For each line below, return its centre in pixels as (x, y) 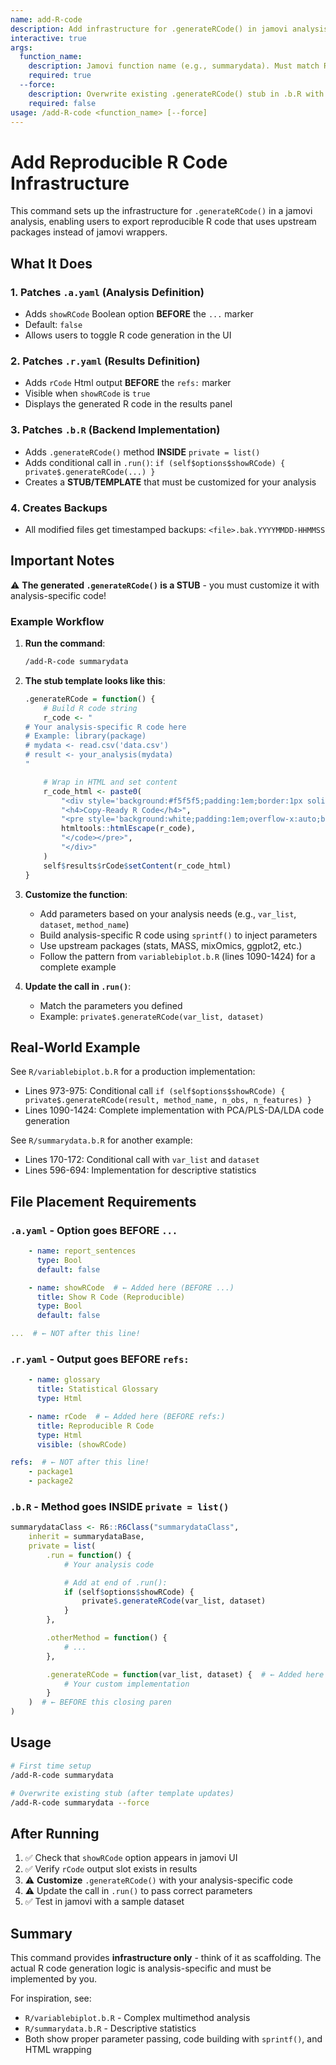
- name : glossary (64, 1380)
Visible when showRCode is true (87, 393)
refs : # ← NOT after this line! (80, 1462)
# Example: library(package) (85, 736)
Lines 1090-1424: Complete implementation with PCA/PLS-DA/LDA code (174, 1110)
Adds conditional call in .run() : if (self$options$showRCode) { (155, 462)
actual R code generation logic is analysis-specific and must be (141, 1968)
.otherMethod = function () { (107, 1638)
